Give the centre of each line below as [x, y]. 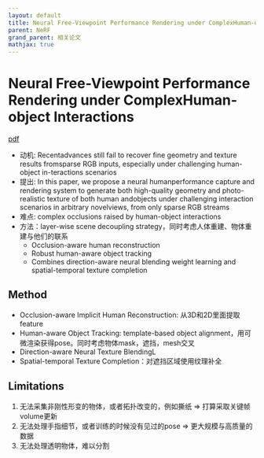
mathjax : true [31, 45]
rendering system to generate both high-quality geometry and [120, 190]
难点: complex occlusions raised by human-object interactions [120, 216]
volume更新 [38, 416]
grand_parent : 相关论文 [44, 37]
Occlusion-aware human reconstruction [96, 246]
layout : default [35, 15]
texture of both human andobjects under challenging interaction [150, 199]
